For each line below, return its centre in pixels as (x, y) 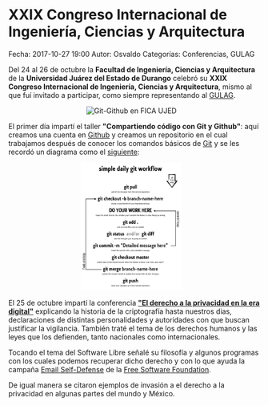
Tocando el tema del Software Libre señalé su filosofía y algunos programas (134, 352)
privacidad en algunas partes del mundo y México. (92, 393)
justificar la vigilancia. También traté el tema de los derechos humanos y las (133, 328)
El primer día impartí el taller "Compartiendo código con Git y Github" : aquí (134, 126)
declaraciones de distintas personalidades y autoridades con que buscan (129, 319)
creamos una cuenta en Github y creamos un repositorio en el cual (118, 135)
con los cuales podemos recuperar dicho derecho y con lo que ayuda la (127, 361)
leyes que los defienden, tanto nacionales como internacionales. (114, 337)
